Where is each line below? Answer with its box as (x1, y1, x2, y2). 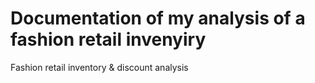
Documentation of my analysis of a (10, 7, 306, 30)
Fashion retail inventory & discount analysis (10, 61, 189, 73)
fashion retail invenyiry (10, 28, 207, 51)
